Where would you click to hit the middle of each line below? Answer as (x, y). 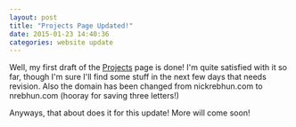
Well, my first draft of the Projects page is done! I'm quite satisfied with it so (148, 67)
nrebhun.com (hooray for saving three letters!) (95, 96)
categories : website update (62, 42)
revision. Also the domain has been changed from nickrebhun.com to (136, 86)
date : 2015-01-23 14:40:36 (59, 34)
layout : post (33, 17)
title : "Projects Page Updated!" (71, 26)
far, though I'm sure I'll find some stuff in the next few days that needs (138, 77)
